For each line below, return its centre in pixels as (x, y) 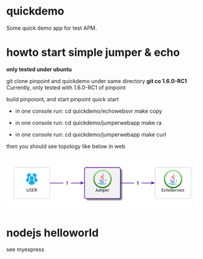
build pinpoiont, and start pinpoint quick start (63, 99)
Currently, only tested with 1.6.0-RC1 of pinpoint (66, 87)
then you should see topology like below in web (66, 146)
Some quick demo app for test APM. (52, 28)
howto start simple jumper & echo (93, 52)
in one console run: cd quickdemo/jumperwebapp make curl (91, 134)
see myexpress (25, 249)
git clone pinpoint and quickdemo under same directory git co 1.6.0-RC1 (97, 81)
